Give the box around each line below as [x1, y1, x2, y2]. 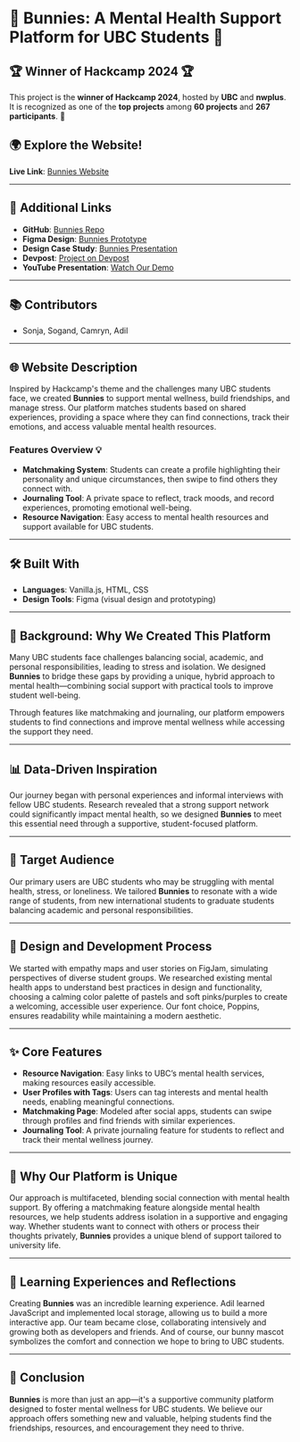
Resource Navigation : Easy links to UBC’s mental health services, [21, 1068, 265, 1079]
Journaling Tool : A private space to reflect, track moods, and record [21, 492, 275, 503]
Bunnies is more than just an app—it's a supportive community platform [9, 1394, 274, 1404]
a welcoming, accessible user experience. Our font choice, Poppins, [9, 1001, 261, 1011]
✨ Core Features [9, 1044, 103, 1060]
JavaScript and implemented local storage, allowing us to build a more [9, 1308, 268, 1319]
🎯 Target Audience [9, 852, 115, 868]
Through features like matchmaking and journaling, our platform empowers [9, 708, 286, 718]
